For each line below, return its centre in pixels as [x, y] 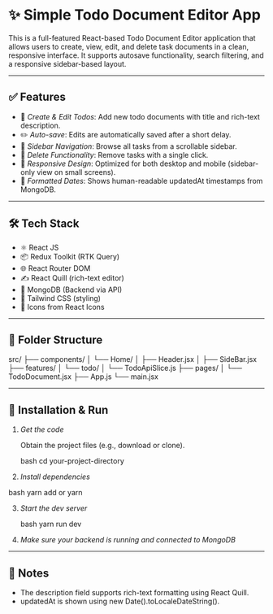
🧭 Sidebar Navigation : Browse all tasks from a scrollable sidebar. [128, 146]
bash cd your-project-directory [72, 461]
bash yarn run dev [51, 524]
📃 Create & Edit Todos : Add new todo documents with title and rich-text [140, 116]
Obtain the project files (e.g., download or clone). [102, 446]
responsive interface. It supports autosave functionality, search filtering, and [136, 55]
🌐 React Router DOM [55, 268]
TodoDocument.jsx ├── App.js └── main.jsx [83, 377]
